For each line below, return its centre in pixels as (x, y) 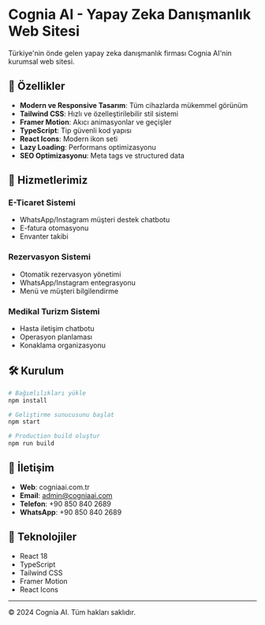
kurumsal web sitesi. (41, 61)
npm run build (32, 444)
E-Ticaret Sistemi (42, 203)
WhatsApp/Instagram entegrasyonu (77, 282)
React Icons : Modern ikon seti (69, 139)
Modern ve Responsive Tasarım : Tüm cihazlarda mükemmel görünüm (134, 105)
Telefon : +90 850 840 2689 (65, 504)
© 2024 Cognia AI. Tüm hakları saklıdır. (72, 612)
